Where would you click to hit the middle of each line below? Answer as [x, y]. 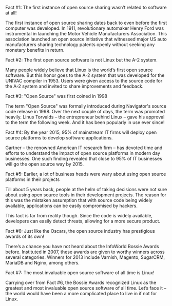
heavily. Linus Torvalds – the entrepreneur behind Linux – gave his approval [85, 117]
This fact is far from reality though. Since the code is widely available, [79, 216]
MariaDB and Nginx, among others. [42, 263]
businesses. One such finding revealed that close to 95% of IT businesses [84, 159]
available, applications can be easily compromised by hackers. [71, 206]
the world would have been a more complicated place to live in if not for [81, 293]
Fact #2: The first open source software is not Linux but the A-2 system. [81, 60]
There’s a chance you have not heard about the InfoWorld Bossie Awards [82, 246]
